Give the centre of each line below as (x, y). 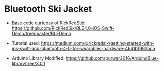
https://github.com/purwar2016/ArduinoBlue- (112, 58)
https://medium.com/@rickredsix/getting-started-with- (98, 43)
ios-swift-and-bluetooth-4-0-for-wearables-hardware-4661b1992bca (83, 48)
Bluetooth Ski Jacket (48, 9)
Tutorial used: (26, 43)
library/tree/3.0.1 (28, 63)
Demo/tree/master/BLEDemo (42, 33)
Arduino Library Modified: (38, 58)
